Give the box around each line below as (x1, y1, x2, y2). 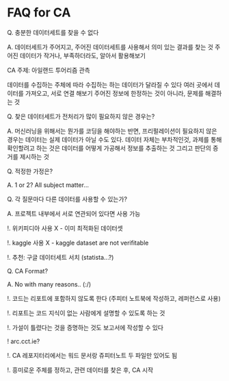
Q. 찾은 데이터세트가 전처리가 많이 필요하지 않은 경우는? (7, 112, 155, 121)
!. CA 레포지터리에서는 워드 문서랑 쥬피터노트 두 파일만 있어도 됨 (7, 351, 178, 359)
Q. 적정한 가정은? (7, 167, 53, 175)
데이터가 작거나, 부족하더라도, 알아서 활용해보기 (19, 51, 146, 60)
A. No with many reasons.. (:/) (7, 280, 92, 288)
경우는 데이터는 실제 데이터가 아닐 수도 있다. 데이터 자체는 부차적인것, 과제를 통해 (7, 135, 222, 143)
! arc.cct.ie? (7, 337, 40, 345)
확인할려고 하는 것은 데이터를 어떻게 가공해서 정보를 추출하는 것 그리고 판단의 (7, 144, 212, 152)
